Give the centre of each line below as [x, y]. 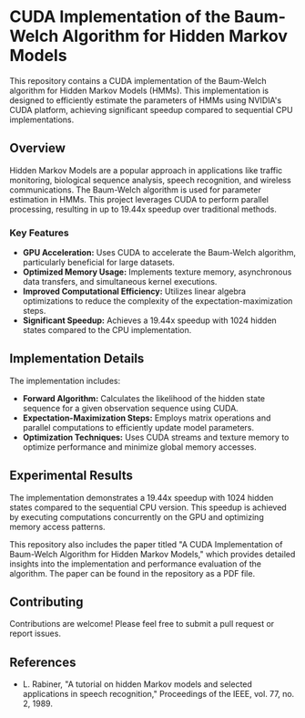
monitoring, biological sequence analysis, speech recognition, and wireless [150, 180]
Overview [38, 148]
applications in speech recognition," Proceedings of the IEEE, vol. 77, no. [158, 694]
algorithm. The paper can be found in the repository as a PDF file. [132, 573]
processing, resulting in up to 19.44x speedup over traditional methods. [143, 209]
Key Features [40, 233]
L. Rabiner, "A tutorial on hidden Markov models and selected [137, 684]
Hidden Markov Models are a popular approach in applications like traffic [146, 170]
